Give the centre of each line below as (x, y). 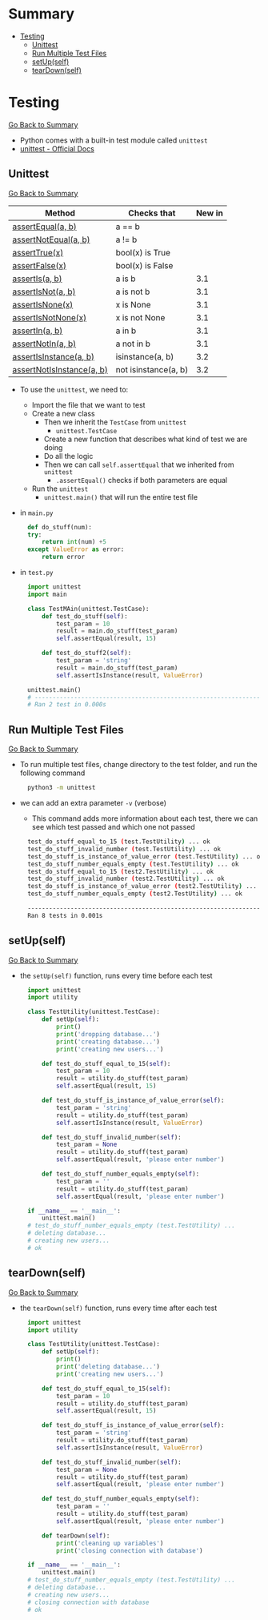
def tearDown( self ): (76, 1536)
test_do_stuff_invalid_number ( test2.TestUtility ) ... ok (126, 879)
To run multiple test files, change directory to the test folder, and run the (138, 765)
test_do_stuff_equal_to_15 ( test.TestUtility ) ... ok (119, 842)
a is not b (133, 291)
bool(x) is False (144, 265)
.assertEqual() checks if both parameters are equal (142, 480)
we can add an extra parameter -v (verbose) (93, 803)
